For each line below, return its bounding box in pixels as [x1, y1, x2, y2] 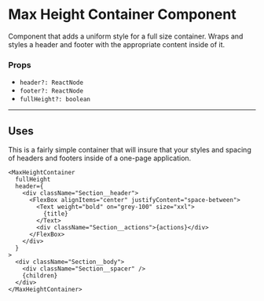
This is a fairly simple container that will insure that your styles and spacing [8, 145, 251, 155]
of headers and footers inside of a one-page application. [8, 153, 192, 163]
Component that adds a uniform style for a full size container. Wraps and [8, 31, 244, 41]
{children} [22, 272, 58, 280]
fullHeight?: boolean [19, 96, 90, 104]
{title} [42, 210, 68, 218]
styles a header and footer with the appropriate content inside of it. [8, 39, 225, 49]
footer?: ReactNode [19, 87, 84, 95]
